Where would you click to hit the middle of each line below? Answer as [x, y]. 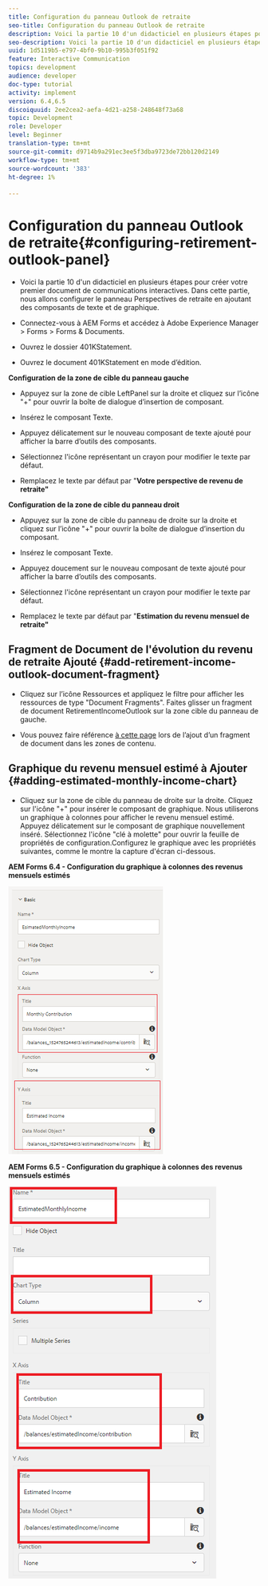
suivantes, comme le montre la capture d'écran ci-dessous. [118, 851]
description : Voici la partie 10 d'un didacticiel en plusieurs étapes [130, 34]
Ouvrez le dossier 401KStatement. [76, 347]
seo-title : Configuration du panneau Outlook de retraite [106, 25]
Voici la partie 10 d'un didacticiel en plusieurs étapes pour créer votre [134, 282]
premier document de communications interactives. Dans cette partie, [135, 291]
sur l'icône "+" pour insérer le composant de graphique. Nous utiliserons [139, 809]
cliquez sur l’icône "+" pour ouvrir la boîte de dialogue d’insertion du [132, 529]
